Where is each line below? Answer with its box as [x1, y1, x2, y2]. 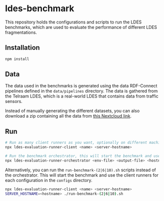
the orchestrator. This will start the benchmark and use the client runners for [5, 172, 159, 178]
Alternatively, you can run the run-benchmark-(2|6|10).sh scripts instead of [5, 167, 156, 173]
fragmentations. [5, 29, 38, 35]
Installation [5, 43, 40, 52]
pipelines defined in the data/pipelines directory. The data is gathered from [5, 88, 158, 94]
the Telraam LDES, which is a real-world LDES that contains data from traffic [5, 93, 159, 99]
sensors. [5, 99, 23, 104]
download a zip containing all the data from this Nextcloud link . [5, 113, 132, 119]
